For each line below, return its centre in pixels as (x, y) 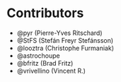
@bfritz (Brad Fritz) (45, 63)
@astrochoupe (39, 56)
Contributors (45, 13)
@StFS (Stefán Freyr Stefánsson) (65, 40)
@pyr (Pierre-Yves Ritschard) (59, 33)
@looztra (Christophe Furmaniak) (65, 48)
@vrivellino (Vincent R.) (51, 71)
